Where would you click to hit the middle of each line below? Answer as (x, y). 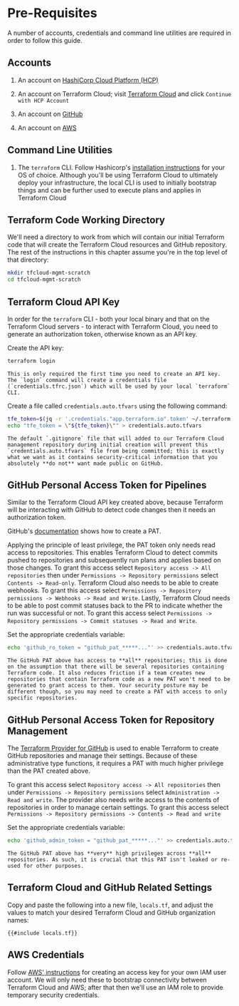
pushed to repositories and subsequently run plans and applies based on (114, 560)
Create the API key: (36, 348)
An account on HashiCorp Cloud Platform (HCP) (88, 80)
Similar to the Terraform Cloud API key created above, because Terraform (115, 502)
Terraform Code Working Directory (86, 220)
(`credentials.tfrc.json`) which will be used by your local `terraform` (119, 386)
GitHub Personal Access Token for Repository (111, 720)
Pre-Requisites (52, 13)
